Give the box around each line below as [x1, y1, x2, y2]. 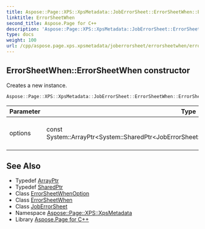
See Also [6, 161, 41, 171]
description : [6, 26, 40, 32]
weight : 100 [6, 37, 37, 43]
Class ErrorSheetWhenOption [15, 190, 90, 197]
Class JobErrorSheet [15, 203, 68, 210]
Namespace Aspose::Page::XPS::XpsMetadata [15, 210, 132, 217]
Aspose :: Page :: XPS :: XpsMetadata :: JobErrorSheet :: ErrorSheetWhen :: [6, 93, 179, 99]
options [9, 129, 31, 137]
